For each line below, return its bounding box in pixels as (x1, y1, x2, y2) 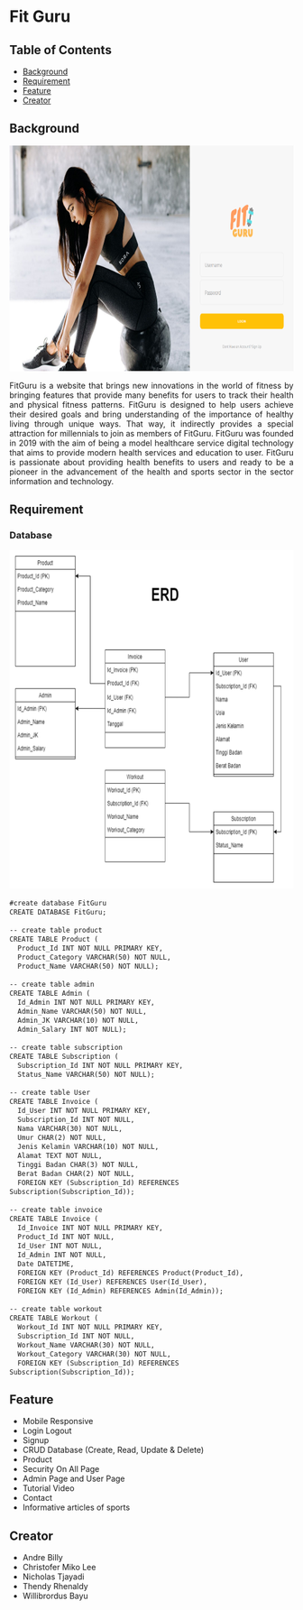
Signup (22, 1435, 50, 1446)
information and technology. (9, 475, 115, 486)
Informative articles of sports (22, 1502, 131, 1513)
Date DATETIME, (17, 1259, 75, 1268)
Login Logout (22, 1425, 72, 1436)
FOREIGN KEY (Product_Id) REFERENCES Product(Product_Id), (17, 1268, 244, 1277)
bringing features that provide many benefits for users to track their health (9, 390, 294, 400)
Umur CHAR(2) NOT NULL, (17, 1133, 106, 1142)
